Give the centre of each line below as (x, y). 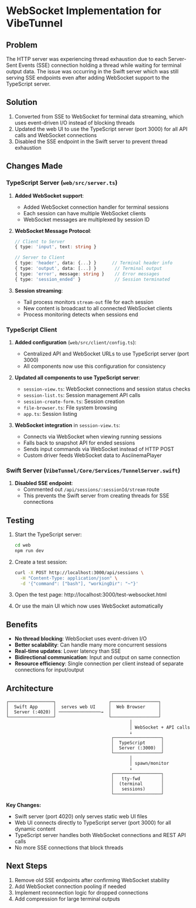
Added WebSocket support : (49, 195)
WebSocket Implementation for (84, 11)
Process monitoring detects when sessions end (81, 314)
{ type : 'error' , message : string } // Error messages (87, 274)
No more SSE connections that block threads (69, 848)
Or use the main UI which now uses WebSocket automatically (89, 606)
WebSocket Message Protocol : (53, 231)
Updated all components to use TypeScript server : (77, 377)
